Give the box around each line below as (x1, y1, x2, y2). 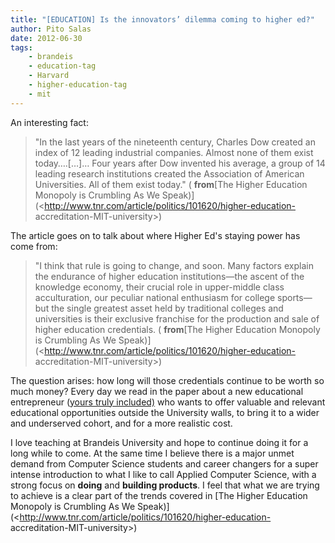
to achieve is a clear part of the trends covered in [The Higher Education (10, 489, 308, 501)
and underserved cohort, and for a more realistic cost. (10, 417, 233, 429)
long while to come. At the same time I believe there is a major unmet (10, 447, 295, 459)
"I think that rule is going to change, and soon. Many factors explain (34, 259, 314, 271)
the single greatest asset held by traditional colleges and (51, 302, 284, 314)
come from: (10, 240, 58, 252)
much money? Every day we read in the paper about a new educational (10, 385, 304, 397)
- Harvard (28, 71, 70, 81)
